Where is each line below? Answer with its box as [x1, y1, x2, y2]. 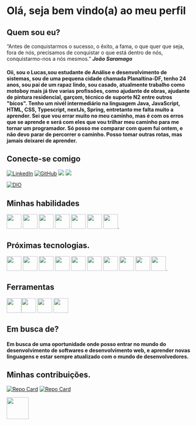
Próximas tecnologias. [6, 240, 90, 250]
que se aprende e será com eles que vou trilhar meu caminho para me [6, 118, 179, 125]
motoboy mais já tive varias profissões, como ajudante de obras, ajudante [6, 87, 190, 94]
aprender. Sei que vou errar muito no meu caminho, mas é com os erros [6, 112, 184, 119]
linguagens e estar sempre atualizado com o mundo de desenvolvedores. [6, 353, 189, 360]
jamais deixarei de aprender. [6, 137, 78, 144]
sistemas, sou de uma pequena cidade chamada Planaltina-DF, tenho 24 [6, 75, 187, 82]
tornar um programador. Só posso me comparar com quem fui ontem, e [6, 125, 183, 132]
